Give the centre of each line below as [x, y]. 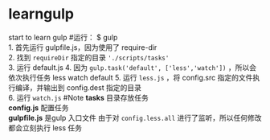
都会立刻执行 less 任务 [45, 128]
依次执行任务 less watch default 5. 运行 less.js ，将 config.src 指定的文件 [131, 77]
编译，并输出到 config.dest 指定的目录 [78, 87]
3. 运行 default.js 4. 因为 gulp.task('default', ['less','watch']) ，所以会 [133, 67]
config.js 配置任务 [39, 107]
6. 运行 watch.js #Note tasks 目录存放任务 [78, 97]
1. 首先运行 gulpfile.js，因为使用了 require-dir [83, 47]
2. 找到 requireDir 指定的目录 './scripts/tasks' [89, 57]
